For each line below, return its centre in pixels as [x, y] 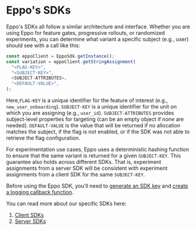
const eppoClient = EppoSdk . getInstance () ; [61, 56]
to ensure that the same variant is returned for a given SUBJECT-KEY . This [94, 156]
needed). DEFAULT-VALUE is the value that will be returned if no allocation [93, 126]
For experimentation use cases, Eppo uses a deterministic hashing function [98, 149]
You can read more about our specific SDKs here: [66, 203]
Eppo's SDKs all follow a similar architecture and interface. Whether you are [98, 27]
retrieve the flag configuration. [43, 138]
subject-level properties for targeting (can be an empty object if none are [95, 119]
